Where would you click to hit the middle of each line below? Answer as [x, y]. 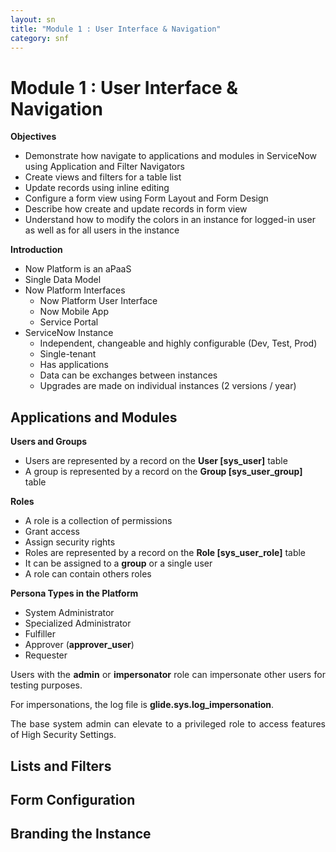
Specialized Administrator [78, 623]
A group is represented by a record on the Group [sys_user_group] [163, 472]
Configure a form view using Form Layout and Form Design [146, 198]
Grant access [52, 532]
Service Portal [69, 322]
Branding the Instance [81, 834]
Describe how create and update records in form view [136, 209]
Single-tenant [68, 354]
